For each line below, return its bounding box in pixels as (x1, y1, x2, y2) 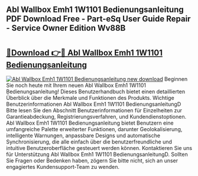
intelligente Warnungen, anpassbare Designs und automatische (6, 132, 161, 139)
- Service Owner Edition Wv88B (6, 23, 126, 33)
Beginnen (164, 76, 188, 82)
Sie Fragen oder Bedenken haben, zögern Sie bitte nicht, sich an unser (6, 157, 178, 164)
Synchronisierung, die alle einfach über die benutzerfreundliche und (6, 138, 173, 145)
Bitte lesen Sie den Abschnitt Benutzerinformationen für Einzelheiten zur (6, 107, 182, 114)
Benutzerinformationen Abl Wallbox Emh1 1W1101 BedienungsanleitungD (6, 100, 181, 107)
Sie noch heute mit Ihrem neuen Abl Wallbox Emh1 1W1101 (6, 82, 147, 89)
